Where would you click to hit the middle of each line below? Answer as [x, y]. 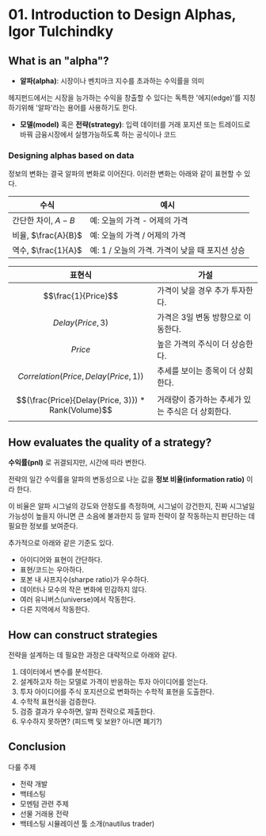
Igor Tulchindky [61, 31]
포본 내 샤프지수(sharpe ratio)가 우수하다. [84, 580]
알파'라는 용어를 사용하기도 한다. [87, 108]
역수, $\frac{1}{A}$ [47, 250]
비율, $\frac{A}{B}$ [47, 236]
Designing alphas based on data [71, 155]
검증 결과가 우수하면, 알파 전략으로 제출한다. [87, 711]
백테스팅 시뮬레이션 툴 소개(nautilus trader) [87, 823]
